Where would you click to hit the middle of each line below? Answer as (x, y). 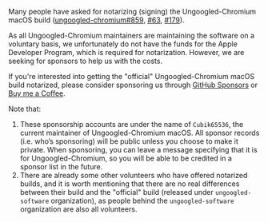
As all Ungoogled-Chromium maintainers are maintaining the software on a (131, 36)
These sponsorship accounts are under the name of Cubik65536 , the (132, 124)
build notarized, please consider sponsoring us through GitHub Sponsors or (133, 85)
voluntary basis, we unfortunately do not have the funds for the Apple (123, 44)
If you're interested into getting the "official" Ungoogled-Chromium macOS (132, 76)
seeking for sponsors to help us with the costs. (85, 61)
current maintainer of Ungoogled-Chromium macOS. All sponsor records (140, 133)
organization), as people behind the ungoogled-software (142, 200)
